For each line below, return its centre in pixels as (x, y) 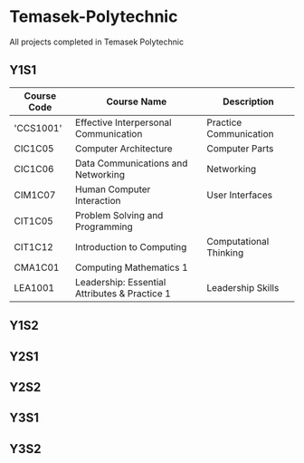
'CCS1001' (38, 128)
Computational (238, 241)
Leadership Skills (243, 287)
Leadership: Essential (121, 282)
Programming (104, 227)
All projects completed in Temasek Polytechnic (96, 42)
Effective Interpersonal (123, 122)
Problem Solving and (119, 215)
